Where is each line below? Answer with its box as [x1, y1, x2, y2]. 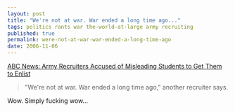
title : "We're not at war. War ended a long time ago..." [7, 17, 181, 24]
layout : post [7, 10, 46, 17]
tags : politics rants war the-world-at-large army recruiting [7, 23, 193, 30]
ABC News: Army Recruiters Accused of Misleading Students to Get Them [7, 62, 222, 70]
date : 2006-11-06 [7, 43, 58, 50]
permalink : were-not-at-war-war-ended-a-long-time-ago [7, 36, 172, 43]
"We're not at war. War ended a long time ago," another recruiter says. [24, 83, 229, 91]
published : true [7, 29, 55, 37]
